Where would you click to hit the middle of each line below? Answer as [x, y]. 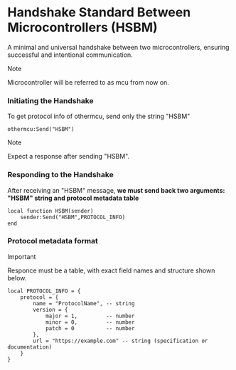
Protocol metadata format [53, 241]
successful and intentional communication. [70, 55]
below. [17, 277]
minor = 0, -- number [90, 322]
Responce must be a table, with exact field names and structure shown [111, 270]
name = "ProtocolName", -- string [84, 303]
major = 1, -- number [90, 316]
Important [22, 256]
